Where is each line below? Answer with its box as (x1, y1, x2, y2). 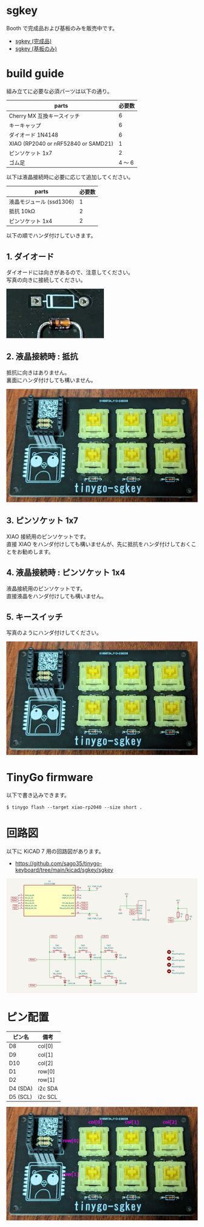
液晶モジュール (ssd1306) (8, 198, 75, 205)
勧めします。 (22, 548, 54, 555)
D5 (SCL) (8, 1093, 33, 1100)
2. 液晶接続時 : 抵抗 (6, 352, 78, 362)
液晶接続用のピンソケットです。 (6, 584, 86, 592)
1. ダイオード (6, 251, 55, 262)
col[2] (38, 1059, 53, 1067)
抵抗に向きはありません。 (6, 369, 70, 376)
